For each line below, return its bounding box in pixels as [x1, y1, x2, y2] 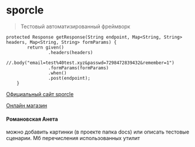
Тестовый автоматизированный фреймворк [20, 23, 130, 30]
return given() [27, 45, 65, 50]
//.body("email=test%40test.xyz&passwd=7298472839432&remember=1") [6, 60, 175, 66]
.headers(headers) [48, 49, 93, 56]
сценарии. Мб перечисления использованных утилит [6, 135, 140, 142]
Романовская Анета [6, 115, 58, 122]
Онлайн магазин [6, 102, 48, 109]
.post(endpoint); [48, 75, 91, 81]
